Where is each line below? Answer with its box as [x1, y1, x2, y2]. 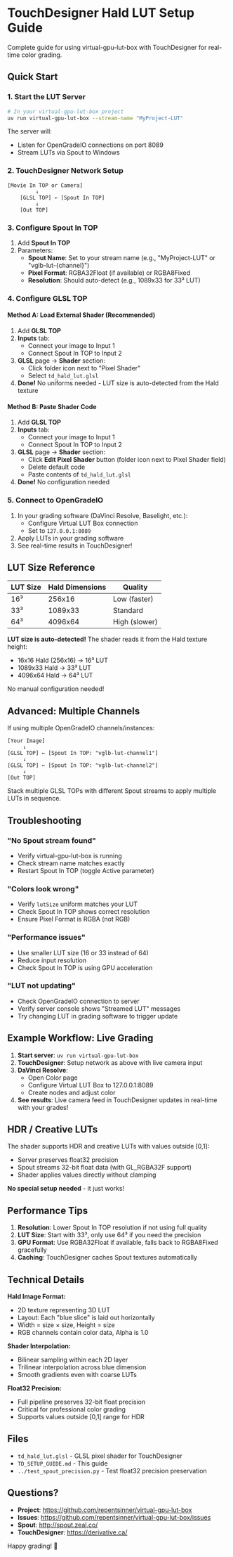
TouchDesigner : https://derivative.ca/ [17, 1527, 128, 1537]
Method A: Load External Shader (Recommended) [7, 311, 156, 319]
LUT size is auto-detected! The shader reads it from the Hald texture [7, 635, 208, 644]
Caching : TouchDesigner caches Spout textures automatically [17, 1253, 198, 1262]
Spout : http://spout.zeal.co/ [17, 1520, 98, 1529]
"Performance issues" [7, 933, 86, 943]
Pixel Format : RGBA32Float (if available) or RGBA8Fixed [27, 269, 191, 277]
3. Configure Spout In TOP [7, 223, 98, 233]
